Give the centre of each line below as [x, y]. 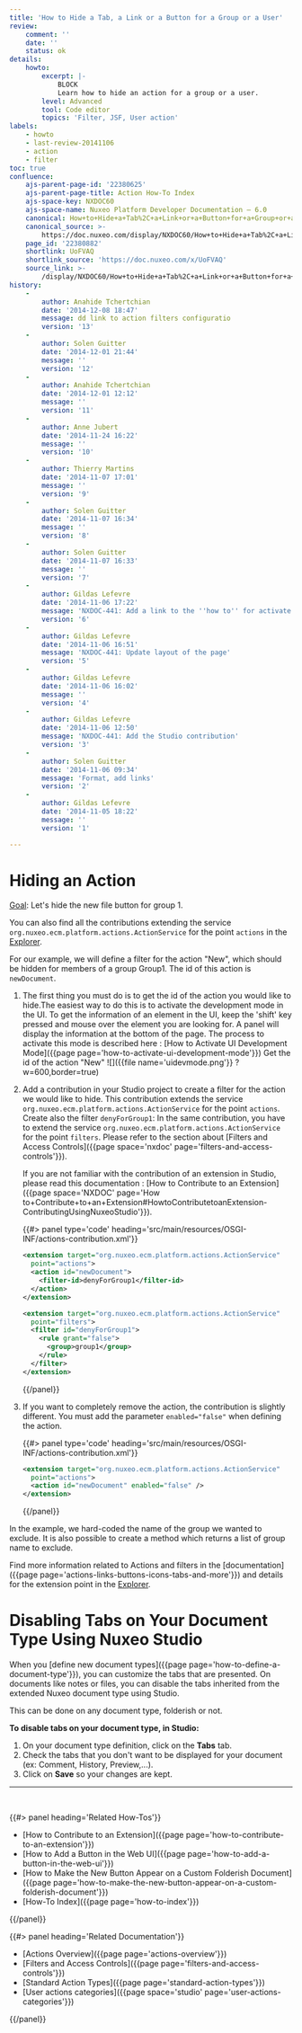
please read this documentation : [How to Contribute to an [130, 1184]
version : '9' [66, 494]
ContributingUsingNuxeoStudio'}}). [87, 1212]
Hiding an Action [73, 880]
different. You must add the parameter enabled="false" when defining [151, 1416]
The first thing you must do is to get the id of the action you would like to [157, 996]
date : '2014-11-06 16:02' [90, 686]
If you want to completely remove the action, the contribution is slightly [154, 1407]
